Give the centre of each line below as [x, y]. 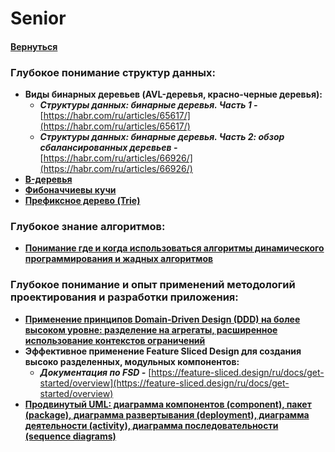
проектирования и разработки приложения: [124, 297]
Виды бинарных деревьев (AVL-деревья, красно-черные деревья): [173, 94]
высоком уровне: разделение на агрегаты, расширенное [151, 329]
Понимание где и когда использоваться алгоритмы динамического [174, 248]
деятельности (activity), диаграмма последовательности [151, 425]
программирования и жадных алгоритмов [119, 259]
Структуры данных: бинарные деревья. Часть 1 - [148, 105]
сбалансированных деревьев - [108, 148]
